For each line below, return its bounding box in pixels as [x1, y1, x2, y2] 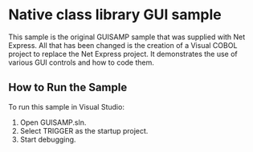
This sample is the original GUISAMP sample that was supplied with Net [8, 32, 246, 42]
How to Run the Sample [8, 81, 128, 94]
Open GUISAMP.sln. [19, 118, 87, 127]
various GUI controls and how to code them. [8, 58, 155, 67]
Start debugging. [19, 134, 76, 144]
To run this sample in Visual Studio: [8, 102, 124, 111]
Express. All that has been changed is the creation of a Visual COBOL [8, 40, 238, 50]
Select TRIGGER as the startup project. [19, 126, 149, 135]
